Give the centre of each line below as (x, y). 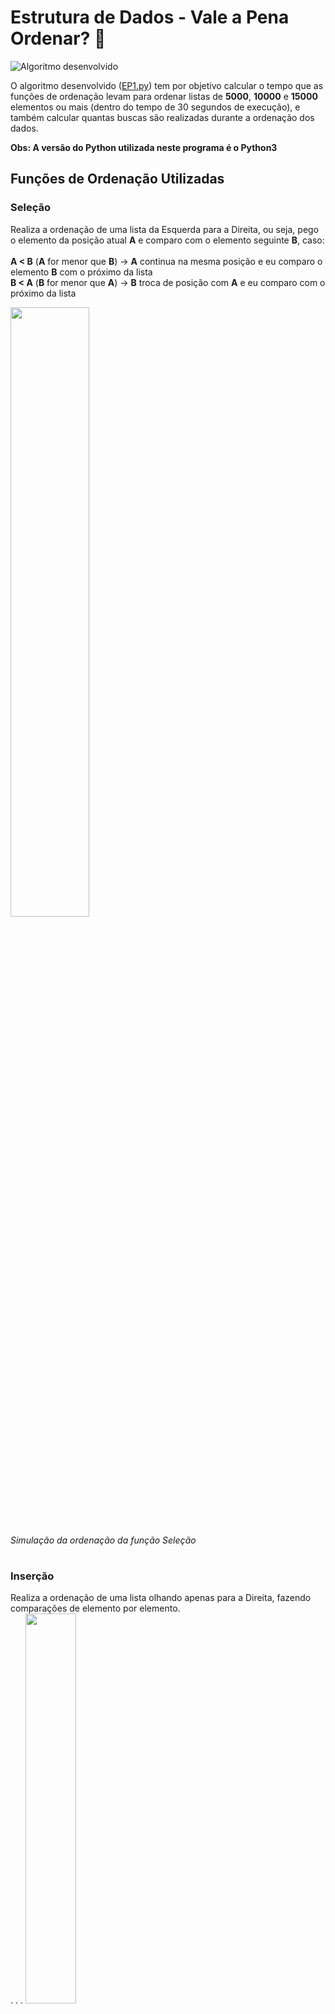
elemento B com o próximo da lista (81, 272)
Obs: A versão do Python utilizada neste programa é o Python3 (144, 147)
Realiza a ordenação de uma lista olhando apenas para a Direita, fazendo (161, 1598)
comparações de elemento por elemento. (95, 1608)
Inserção (32, 1576)
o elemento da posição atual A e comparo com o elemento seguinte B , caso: (167, 240)
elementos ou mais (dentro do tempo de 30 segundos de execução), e (155, 107)
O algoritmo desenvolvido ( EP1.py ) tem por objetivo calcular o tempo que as (167, 85)
